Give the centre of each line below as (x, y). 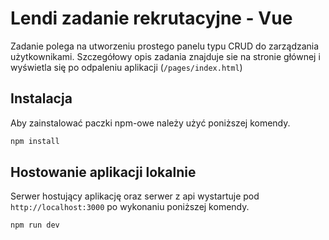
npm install (35, 141)
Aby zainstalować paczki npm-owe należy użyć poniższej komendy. (150, 123)
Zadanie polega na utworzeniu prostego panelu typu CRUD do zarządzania (165, 46)
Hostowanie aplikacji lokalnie (103, 172)
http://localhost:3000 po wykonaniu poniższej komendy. (130, 207)
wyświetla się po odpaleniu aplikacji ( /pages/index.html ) (126, 67)
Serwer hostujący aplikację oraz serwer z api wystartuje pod (135, 196)
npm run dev (35, 225)
